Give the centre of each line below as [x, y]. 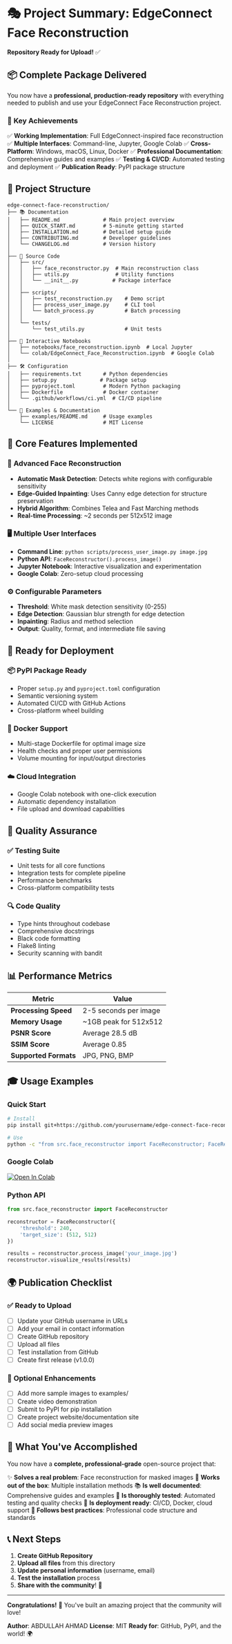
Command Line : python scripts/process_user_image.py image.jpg [112, 551]
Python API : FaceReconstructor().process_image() [89, 559]
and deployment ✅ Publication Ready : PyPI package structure [96, 167]
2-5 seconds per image [122, 1011]
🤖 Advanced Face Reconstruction [65, 464]
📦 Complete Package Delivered [77, 75]
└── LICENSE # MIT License [81, 422]
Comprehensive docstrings [56, 931]
